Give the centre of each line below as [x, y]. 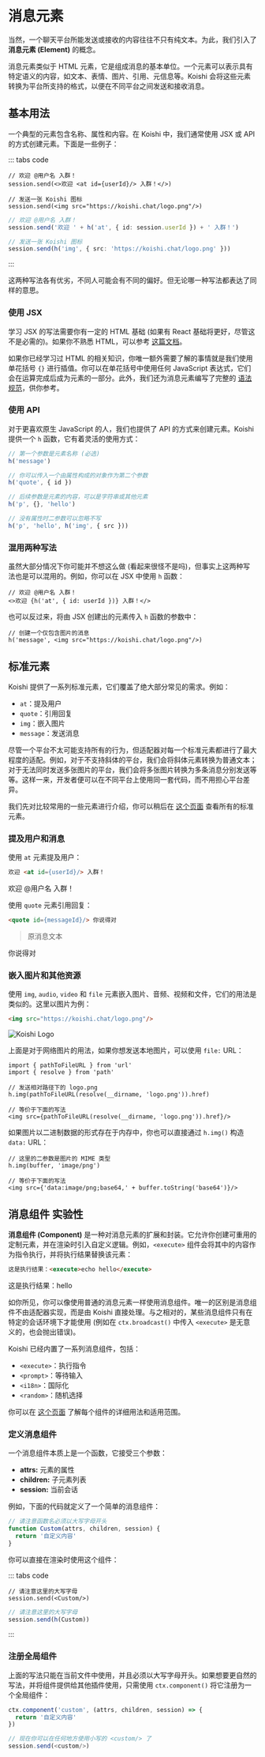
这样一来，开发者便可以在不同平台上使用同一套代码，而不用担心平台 [132, 779]
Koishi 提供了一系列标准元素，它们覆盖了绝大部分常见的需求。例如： [119, 686]
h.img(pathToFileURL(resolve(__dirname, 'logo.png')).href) [109, 1095]
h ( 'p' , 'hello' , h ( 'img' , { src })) [68, 526]
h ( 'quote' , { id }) [40, 483]
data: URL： [28, 1142]
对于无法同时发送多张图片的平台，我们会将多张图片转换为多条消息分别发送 [129, 769]
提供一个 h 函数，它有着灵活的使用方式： [74, 439]
